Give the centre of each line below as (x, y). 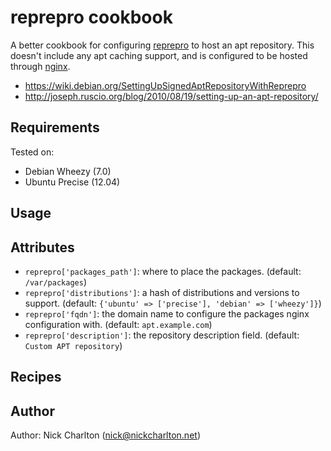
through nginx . (40, 66)
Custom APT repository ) (73, 345)
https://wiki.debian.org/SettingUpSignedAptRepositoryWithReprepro (165, 85)
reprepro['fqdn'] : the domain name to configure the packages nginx (167, 313)
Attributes (42, 247)
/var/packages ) (55, 282)
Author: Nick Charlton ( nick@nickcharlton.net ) (105, 435)
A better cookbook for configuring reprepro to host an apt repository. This (162, 45)
